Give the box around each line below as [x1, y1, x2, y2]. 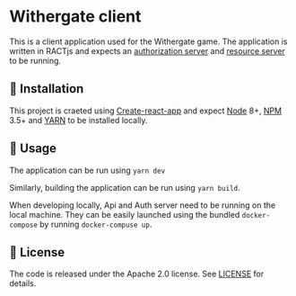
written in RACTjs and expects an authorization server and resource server [9, 45, 285, 56]
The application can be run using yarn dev [9, 165, 166, 175]
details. [9, 278, 37, 289]
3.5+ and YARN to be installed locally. [9, 114, 148, 125]
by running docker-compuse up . [39, 219, 152, 229]
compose [9, 220, 39, 229]
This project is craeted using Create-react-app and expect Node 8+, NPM [9, 105, 283, 116]
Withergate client [9, 6, 142, 27]
